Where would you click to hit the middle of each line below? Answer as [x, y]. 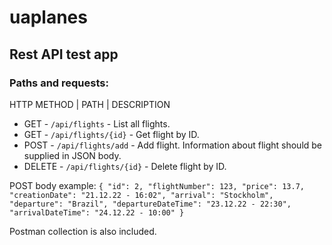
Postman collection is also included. [83, 231]
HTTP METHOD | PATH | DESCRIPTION [90, 104]
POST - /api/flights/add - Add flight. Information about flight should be [173, 145]
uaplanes [48, 17]
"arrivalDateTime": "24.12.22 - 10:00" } [97, 212]
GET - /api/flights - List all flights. [97, 123]
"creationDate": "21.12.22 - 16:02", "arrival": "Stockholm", [141, 195]
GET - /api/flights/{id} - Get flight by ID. [111, 134]
